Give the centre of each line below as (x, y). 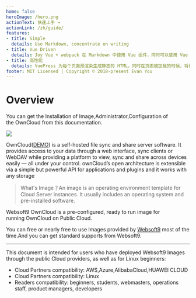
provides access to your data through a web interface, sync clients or (90, 151)
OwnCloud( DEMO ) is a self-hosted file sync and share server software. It (94, 145)
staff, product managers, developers (58, 289)
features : (18, 33)
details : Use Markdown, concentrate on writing (70, 44)
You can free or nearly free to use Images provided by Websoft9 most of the (98, 230)
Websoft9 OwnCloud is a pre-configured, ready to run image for (83, 212)
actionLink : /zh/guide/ (35, 28)
